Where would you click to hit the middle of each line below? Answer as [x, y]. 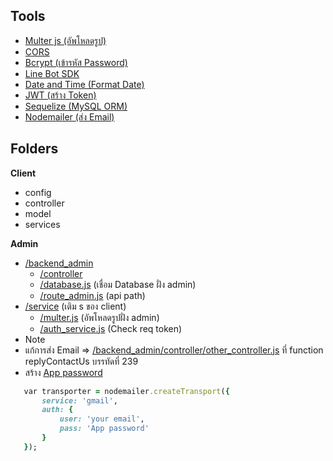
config [38, 192]
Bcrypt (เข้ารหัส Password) [76, 62]
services [42, 224]
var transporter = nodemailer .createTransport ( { [126, 391]
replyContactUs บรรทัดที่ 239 [81, 361]
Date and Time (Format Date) [84, 84]
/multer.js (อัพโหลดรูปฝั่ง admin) [99, 317]
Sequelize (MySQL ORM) [76, 106]
